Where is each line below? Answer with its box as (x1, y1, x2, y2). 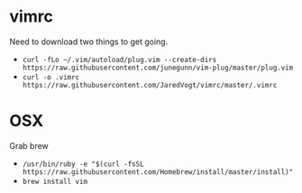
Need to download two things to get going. (9, 36, 169, 47)
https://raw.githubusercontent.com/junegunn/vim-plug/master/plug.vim (22, 63, 294, 72)
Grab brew (9, 140, 50, 151)
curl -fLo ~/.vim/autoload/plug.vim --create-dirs (22, 55, 217, 64)
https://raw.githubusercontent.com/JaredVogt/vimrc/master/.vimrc (22, 80, 278, 89)
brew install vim (22, 177, 88, 186)
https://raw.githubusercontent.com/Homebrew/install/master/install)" (22, 167, 294, 177)
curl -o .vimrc (22, 72, 80, 82)
